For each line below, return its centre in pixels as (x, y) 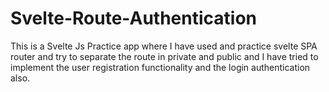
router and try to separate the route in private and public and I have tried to (164, 56)
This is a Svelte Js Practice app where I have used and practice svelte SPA (164, 46)
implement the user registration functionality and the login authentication (160, 67)
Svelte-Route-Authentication (134, 18)
